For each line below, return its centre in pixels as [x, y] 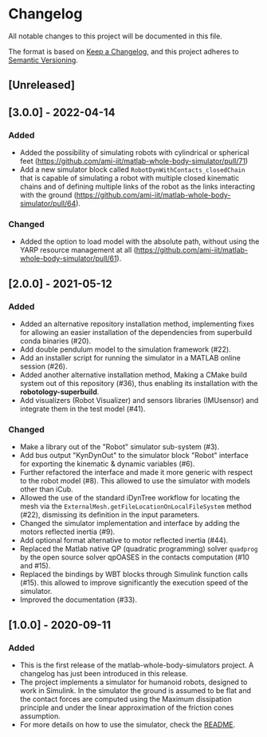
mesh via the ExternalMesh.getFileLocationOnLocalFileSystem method [136, 506]
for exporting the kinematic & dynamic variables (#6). [107, 464]
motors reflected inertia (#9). [67, 532]
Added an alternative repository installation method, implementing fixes [137, 324]
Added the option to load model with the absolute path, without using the [139, 241]
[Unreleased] [42, 85]
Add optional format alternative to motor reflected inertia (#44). [124, 540]
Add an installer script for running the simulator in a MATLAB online [130, 358]
